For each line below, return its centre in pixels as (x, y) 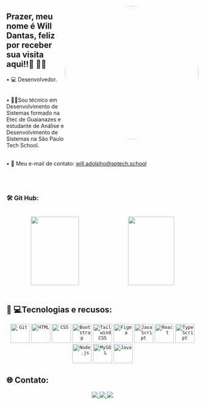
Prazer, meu (30, 17)
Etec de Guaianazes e (34, 119)
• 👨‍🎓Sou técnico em (32, 100)
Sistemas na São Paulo (35, 139)
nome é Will (29, 26)
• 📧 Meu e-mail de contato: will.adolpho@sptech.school (77, 163)
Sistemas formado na (33, 113)
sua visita (25, 55)
